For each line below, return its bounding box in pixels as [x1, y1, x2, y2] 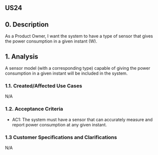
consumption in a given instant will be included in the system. [5, 70, 128, 77]
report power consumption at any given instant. [12, 122, 107, 127]
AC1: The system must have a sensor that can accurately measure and [12, 116, 153, 123]
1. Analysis [5, 52, 39, 61]
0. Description [5, 20, 49, 29]
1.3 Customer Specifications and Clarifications [5, 134, 117, 140]
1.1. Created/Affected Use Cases [5, 82, 82, 89]
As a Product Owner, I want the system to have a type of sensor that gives [5, 33, 153, 39]
